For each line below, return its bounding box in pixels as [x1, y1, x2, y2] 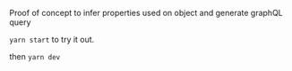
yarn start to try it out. [9, 35, 95, 44]
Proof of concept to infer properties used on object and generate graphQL [9, 8, 284, 18]
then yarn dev [9, 51, 61, 61]
